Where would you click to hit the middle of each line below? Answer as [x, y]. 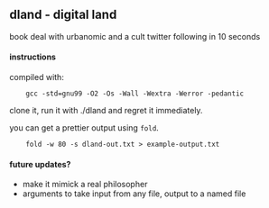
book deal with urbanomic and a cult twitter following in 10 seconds [135, 36]
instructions [33, 57]
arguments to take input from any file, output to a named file [134, 194]
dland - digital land [63, 15]
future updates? [40, 164]
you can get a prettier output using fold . [84, 128]
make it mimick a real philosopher [85, 185]
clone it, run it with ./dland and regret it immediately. [106, 111]
